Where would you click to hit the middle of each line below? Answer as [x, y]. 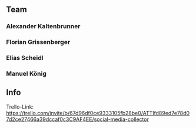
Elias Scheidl [25, 58]
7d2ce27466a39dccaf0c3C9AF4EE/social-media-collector [77, 119]
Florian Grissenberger [38, 42]
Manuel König [26, 74]
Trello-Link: [20, 107]
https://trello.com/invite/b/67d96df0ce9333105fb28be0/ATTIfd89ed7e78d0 [98, 113]
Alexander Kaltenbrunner [43, 26]
